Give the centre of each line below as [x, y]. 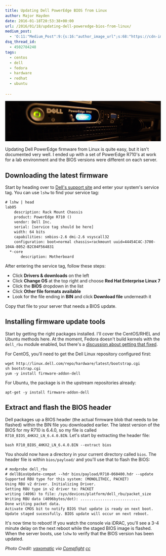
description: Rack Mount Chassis [48, 212]
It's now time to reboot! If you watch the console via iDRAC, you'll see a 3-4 [82, 523]
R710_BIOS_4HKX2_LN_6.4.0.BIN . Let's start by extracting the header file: [78, 435]
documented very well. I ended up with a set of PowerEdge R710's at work [81, 155]
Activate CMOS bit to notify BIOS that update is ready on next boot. [79, 509]
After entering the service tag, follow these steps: [56, 266]
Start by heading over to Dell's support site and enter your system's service [82, 187]
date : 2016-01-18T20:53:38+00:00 [40, 21]
